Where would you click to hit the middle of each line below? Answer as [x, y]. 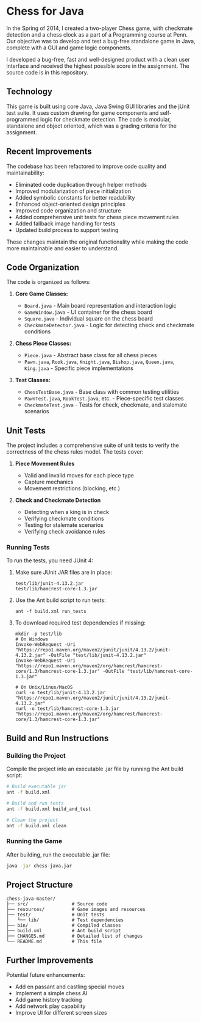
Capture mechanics [49, 482]
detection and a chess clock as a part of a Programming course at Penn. [97, 34]
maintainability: [25, 173]
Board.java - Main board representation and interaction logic [100, 306]
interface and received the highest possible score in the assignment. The [98, 66]
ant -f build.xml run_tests [51, 612]
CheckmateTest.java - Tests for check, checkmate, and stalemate [106, 405]
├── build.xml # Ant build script [64, 931]
